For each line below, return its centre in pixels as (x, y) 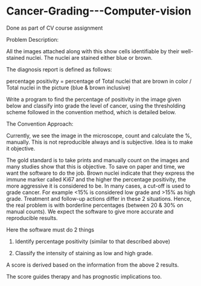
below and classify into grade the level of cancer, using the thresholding (96, 106)
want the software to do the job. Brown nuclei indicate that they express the (101, 173)
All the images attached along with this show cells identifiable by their (93, 51)
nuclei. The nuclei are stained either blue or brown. (89, 57)
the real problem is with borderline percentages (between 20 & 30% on (95, 205)
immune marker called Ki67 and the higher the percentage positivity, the (96, 179)
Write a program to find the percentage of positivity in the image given (94, 99)
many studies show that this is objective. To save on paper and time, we (96, 166)
